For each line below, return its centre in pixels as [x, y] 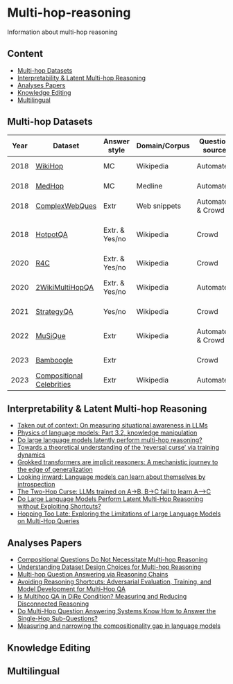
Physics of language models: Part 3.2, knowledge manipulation [107, 433]
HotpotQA [52, 234]
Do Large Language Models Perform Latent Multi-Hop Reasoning [110, 499]
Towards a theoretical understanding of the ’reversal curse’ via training [118, 448]
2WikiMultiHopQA [65, 287]
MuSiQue [51, 335]
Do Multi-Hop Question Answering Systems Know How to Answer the [116, 611]
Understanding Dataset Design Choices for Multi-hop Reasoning [109, 567]
